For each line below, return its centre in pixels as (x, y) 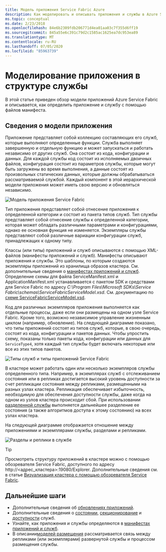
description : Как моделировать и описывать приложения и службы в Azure (82, 14)
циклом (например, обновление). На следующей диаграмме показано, (81, 323)
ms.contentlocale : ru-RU (31, 42)
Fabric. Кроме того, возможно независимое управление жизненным (78, 318)
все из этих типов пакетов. (34, 349)
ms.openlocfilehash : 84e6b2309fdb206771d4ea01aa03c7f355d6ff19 (72, 28)
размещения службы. (35, 545)
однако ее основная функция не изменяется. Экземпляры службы (76, 230)
